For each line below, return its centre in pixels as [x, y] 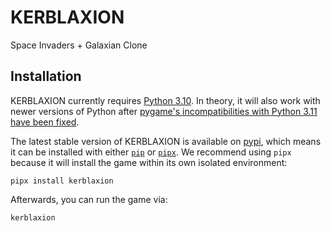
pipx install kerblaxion [62, 181]
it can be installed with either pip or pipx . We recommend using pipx [151, 152]
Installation [46, 76]
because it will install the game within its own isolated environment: [149, 162]
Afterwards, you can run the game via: [89, 199]
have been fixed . [45, 122]
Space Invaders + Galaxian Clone [79, 45]
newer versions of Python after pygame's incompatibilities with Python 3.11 [164, 111]
